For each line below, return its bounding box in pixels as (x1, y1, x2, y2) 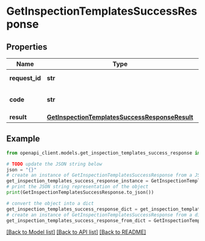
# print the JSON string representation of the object (6, 184, 149, 190)
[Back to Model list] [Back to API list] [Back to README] (6, 228, 146, 236)
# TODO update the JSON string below (6, 161, 103, 167)
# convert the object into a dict (6, 200, 95, 206)
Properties (6, 42, 48, 52)
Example (6, 133, 40, 144)
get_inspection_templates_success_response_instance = (6, 178, 149, 184)
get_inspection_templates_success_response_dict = (6, 206, 138, 212)
